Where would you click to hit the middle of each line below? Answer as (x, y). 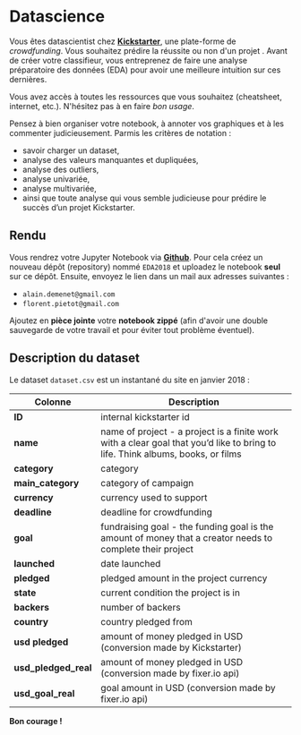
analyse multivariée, (59, 188)
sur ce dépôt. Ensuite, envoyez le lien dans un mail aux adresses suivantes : (149, 276)
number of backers (141, 607)
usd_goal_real (44, 693)
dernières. (28, 79)
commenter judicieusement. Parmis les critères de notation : (120, 132)
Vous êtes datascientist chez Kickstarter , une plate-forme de (123, 41)
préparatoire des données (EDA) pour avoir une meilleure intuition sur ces (145, 70)
